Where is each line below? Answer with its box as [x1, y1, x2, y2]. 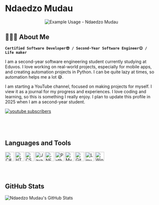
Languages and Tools [5, 139, 71, 147]
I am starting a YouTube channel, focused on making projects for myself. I [5, 83, 152, 89]
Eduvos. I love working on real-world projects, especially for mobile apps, [5, 63, 152, 69]
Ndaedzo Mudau [5, 3, 73, 14]
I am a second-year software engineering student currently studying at [5, 59, 147, 64]
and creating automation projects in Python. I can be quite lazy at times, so [5, 69, 154, 75]
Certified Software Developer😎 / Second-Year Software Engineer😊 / [5, 46, 147, 51]
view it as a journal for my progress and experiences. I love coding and [5, 88, 146, 95]
